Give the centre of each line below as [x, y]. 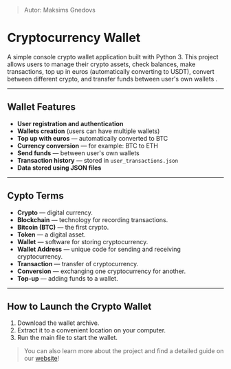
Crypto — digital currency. [55, 212]
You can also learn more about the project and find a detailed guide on [124, 351]
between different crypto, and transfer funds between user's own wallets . [112, 79]
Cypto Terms [35, 196]
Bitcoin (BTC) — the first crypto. [63, 227]
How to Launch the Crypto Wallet [79, 306]
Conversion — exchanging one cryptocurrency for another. [101, 271]
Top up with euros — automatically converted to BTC [92, 138]
